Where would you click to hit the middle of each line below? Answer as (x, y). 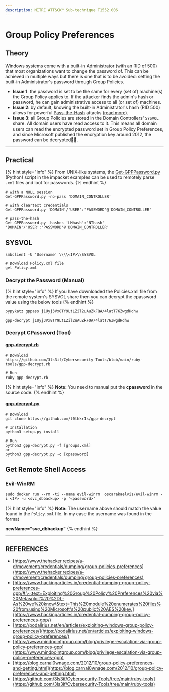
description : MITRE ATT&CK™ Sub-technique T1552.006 (62, 10)
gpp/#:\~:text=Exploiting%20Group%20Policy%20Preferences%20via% (88, 593)
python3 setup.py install (32, 432)
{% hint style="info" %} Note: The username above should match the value (83, 508)
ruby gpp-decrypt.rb (27, 378)
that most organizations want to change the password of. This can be (77, 71)
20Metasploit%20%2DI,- (38, 599)
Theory (17, 53)
